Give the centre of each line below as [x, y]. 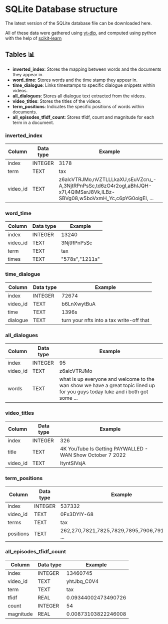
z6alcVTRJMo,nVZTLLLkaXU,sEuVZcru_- [107, 180]
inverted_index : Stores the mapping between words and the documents [87, 69]
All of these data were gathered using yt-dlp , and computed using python [81, 33]
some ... [68, 398]
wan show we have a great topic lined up [107, 385]
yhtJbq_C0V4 [82, 581]
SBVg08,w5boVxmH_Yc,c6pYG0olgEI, [103, 198]
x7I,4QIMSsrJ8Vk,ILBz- [87, 192]
